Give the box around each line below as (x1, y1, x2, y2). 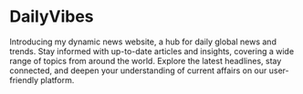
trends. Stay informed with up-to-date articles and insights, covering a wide (9, 45, 295, 56)
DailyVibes (9, 6, 94, 27)
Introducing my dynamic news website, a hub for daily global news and (9, 36, 277, 47)
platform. (40, 74, 75, 85)
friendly (9, 74, 39, 85)
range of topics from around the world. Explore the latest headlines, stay (9, 55, 282, 66)
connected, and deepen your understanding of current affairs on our (9, 65, 267, 76)
